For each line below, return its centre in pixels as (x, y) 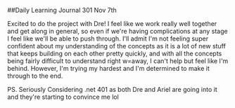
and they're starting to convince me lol (63, 97)
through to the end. (35, 76)
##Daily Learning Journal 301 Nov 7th (62, 10)
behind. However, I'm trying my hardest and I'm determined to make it (108, 68)
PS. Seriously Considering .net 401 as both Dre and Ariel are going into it (113, 89)
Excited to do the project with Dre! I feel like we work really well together (112, 23)
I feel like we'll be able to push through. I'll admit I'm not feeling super (108, 39)
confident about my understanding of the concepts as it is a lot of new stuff (117, 46)
